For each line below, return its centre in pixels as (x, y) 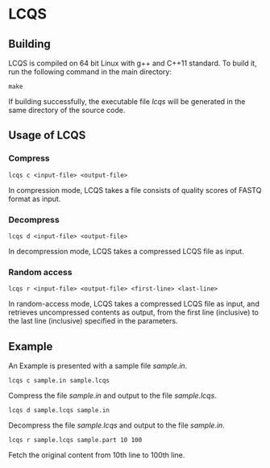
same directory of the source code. (67, 110)
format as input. (35, 198)
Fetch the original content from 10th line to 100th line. (97, 455)
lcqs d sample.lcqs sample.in (59, 411)
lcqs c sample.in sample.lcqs (59, 381)
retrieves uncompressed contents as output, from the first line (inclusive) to (134, 312)
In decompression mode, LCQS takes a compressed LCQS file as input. (126, 251)
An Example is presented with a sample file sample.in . (98, 366)
